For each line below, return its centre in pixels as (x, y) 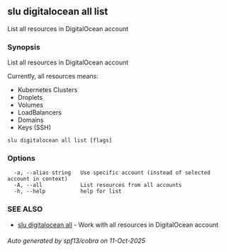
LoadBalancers (40, 113)
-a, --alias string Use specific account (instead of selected (112, 173)
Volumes (30, 105)
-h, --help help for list (68, 191)
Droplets (30, 98)
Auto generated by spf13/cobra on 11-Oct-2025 (77, 241)
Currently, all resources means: (53, 76)
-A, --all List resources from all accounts (98, 185)
